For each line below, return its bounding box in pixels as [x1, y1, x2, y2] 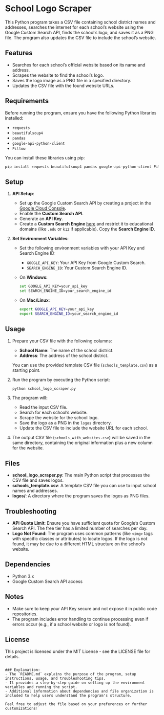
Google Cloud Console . [19, 205, 66, 211]
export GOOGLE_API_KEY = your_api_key [19, 307, 94, 312]
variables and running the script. [5, 684, 78, 690]
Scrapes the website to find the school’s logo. [12, 72, 104, 78]
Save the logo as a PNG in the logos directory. [19, 420, 112, 426]
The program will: [12, 395, 48, 401]
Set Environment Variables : [12, 236, 69, 242]
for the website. [12, 445, 44, 451]
